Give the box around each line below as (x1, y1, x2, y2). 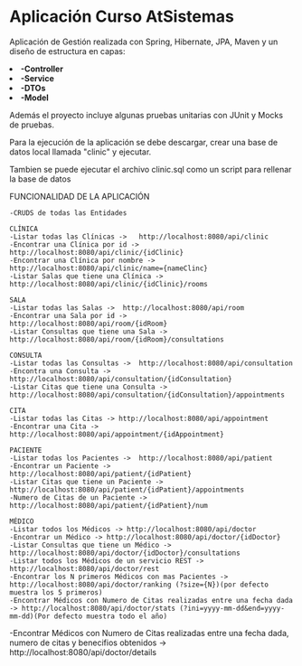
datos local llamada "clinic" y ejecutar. (9, 146, 152, 157)
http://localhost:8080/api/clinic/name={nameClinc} (9, 264, 208, 273)
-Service (21, 72, 54, 83)
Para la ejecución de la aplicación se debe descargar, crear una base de (9, 136, 278, 147)
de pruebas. (9, 119, 54, 130)
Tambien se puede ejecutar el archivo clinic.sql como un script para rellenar (9, 164, 292, 174)
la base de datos (9, 174, 71, 184)
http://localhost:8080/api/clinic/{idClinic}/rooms (9, 279, 208, 288)
